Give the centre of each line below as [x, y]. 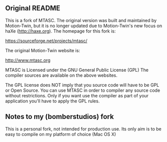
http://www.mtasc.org [28, 60]
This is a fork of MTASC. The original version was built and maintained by [81, 20]
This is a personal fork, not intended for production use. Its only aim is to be [83, 129]
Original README [33, 8]
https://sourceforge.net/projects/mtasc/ [46, 41]
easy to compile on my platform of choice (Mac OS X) [61, 134]
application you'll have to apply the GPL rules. [52, 101]
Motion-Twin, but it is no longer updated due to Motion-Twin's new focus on [83, 26]
